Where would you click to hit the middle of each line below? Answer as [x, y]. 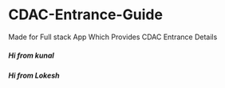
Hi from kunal [31, 55]
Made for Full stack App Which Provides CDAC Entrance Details [113, 37]
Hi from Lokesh [34, 75]
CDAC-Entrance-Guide [86, 15]
